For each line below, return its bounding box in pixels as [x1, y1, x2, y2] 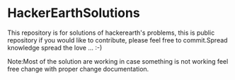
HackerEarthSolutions [7, 5, 140, 21]
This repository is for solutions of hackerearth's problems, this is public [7, 28, 215, 37]
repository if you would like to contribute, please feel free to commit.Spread [7, 35, 228, 44]
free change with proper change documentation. [7, 64, 149, 73]
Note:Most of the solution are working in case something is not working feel [7, 57, 229, 65]
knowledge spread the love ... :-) [7, 43, 103, 52]
